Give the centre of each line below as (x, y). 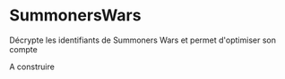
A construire (32, 67)
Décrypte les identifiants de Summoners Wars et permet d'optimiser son (142, 40)
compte (23, 49)
